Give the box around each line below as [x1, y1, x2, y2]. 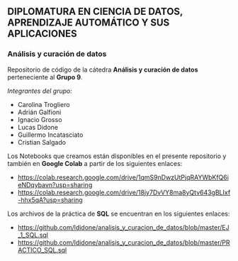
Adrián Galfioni [17, 108, 62, 116]
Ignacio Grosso [17, 115, 62, 123]
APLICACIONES [7, 28, 77, 40]
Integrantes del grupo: [7, 87, 73, 95]
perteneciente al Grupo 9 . [7, 72, 83, 81]
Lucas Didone [17, 123, 59, 131]
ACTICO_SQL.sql [17, 245, 67, 254]
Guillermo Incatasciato [17, 130, 84, 139]
